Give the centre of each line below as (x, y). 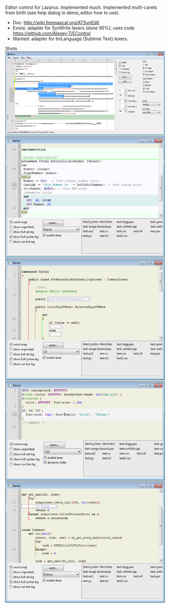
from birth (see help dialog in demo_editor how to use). (62, 13)
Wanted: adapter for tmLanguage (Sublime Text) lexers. (70, 39)
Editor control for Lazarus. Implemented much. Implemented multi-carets (81, 7)
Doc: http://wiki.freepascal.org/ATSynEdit (56, 23)
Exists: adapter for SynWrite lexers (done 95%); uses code (74, 28)
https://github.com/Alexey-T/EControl (52, 33)
